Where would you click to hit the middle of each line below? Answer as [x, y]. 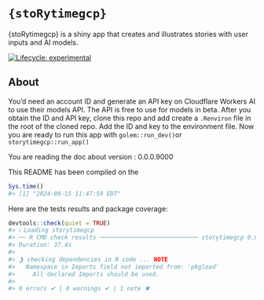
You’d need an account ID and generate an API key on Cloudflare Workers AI [132, 101]
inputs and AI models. [43, 42]
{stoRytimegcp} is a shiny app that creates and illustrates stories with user [128, 34]
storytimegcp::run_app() [49, 142]
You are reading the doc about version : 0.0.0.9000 [91, 156]
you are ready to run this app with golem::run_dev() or [95, 134]
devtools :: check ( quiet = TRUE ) [59, 223]
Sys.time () [26, 186]
